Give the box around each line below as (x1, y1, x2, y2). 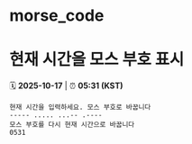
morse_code (9, 5, 105, 26)
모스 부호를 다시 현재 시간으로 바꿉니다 (9, 121, 135, 130)
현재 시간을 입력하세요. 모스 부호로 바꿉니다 (9, 103, 151, 112)
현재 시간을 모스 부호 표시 (9, 49, 185, 70)
